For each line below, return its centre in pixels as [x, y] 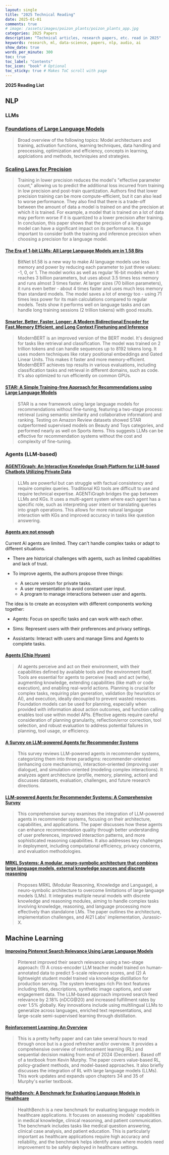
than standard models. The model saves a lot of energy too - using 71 [90, 294]
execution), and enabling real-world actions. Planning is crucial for [87, 688]
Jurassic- [152, 917]
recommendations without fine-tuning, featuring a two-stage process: [90, 409]
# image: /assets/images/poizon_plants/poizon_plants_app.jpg [72, 29]
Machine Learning [35, 938]
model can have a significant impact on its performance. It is [80, 228]
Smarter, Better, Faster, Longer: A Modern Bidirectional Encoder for [77, 321]
